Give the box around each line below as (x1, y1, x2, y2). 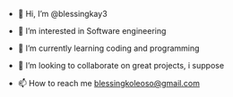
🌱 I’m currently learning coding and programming (17, 43, 200, 53)
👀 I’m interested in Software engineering (17, 26, 167, 36)
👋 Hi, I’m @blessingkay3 (17, 9, 108, 19)
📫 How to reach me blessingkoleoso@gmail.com (17, 78, 200, 88)
